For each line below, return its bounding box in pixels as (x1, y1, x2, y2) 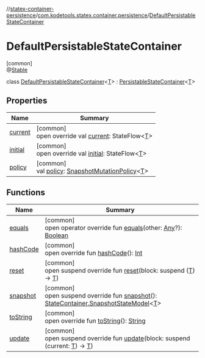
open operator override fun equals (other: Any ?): (45, 223, 182, 232)
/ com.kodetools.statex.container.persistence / (35, 12, 150, 19)
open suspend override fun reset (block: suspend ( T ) (45, 266, 195, 274)
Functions (6, 187, 46, 198)
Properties (6, 96, 48, 106)
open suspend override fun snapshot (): (45, 291, 157, 299)
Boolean (45, 231, 69, 240)
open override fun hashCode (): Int (45, 248, 143, 257)
